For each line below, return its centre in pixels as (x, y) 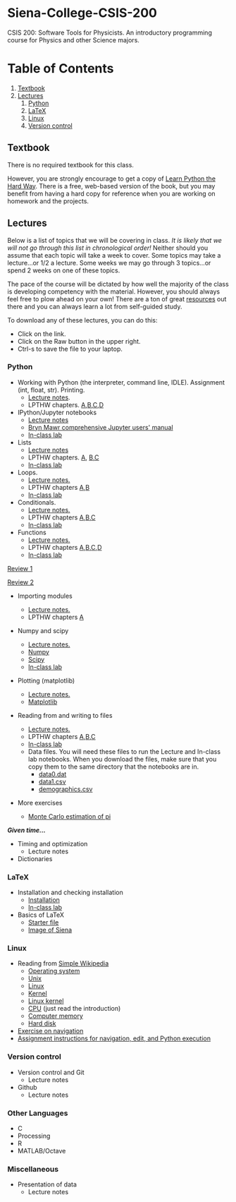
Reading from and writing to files (65, 715)
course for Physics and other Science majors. (73, 40)
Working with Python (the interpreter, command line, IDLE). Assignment (121, 382)
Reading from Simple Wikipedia (63, 963)
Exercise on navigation (50, 1031)
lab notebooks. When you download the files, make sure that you (122, 759)
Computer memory (55, 1016)
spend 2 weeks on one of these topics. (64, 270)
